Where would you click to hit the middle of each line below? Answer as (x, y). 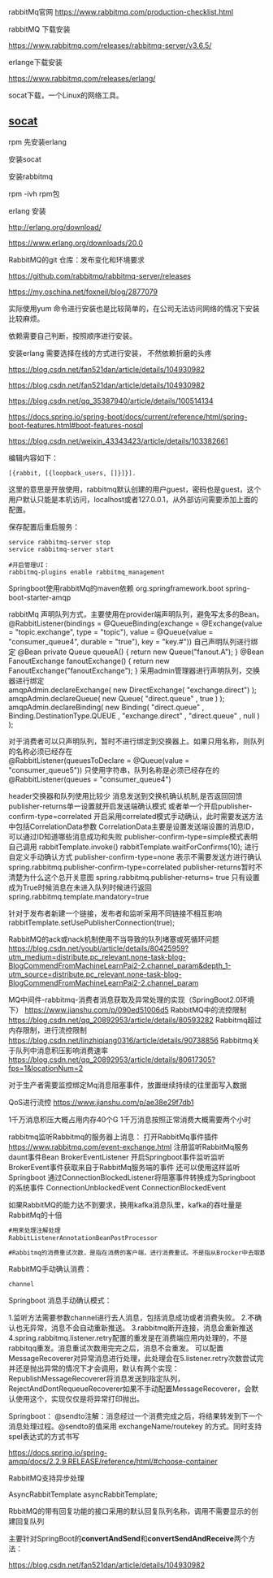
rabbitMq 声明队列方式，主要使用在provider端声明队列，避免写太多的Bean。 (136, 614)
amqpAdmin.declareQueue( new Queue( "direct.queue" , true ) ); (117, 698)
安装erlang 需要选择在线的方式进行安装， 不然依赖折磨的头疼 (110, 353)
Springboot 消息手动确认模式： (60, 1301)
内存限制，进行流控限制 (48, 1030)
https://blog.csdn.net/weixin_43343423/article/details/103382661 (119, 440)
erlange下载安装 (35, 62)
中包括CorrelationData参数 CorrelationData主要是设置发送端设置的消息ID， (133, 826)
